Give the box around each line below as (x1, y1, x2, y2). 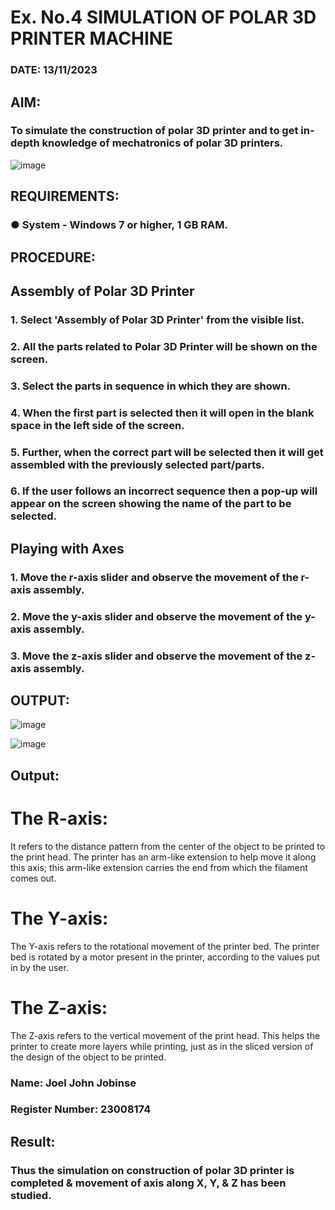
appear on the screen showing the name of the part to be (10, 497, 292, 511)
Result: (10, 1133, 56, 1150)
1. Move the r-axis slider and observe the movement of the (10, 570, 299, 584)
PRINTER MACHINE (10, 27, 174, 50)
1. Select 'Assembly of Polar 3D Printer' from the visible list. (10, 312, 305, 326)
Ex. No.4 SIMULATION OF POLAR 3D (10, 6, 317, 29)
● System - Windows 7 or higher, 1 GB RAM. (10, 218, 228, 232)
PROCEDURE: (10, 249, 96, 266)
